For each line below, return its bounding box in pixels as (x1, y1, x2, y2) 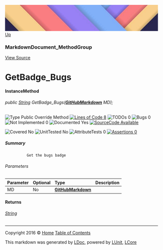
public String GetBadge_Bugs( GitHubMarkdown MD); (5, 99, 113, 105)
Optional (33, 179, 51, 185)
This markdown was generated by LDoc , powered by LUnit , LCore (5, 239, 137, 245)
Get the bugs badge (26, 153, 66, 158)
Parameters (5, 163, 29, 169)
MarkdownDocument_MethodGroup (5, 44, 92, 51)
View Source (5, 55, 31, 61)
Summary (5, 140, 26, 146)
